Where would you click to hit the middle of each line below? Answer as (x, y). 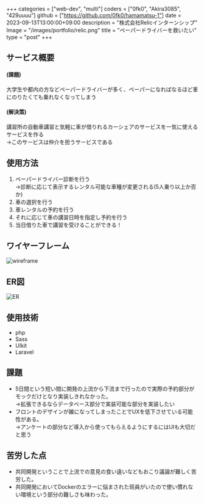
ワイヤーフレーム (38, 246)
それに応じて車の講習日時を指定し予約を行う (71, 217)
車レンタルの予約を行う (44, 210)
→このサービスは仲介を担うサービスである (60, 142)
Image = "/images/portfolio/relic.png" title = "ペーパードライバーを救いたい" (101, 30)
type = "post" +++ (30, 37)
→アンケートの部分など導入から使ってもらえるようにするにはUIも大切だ (105, 426)
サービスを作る (25, 134)
